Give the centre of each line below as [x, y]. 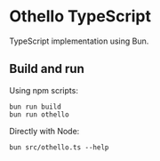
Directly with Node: [44, 131]
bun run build [36, 107]
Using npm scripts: [44, 90]
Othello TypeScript [80, 16]
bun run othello [39, 114]
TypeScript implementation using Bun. [79, 41]
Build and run [47, 69]
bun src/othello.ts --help [59, 147]
